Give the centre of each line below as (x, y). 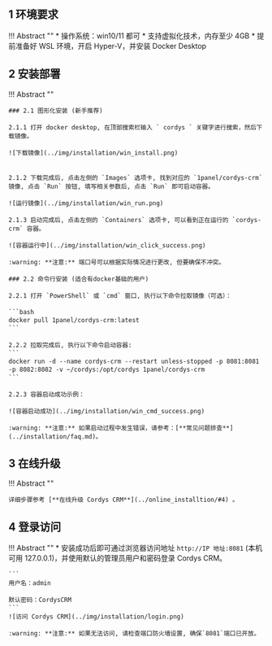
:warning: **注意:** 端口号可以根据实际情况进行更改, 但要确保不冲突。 (117, 262)
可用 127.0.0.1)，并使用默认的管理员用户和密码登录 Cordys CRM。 (118, 558)
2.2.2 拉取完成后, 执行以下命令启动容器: (70, 345)
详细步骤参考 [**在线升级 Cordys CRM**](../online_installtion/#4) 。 (123, 500)
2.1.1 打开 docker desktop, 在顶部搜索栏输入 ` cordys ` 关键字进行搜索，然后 (133, 127)
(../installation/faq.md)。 (55, 436)
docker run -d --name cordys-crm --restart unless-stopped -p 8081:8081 (134, 361)
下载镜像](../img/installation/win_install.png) (97, 153)
